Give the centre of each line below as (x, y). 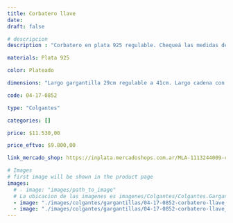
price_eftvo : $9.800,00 (42, 145)
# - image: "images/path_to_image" (65, 190)
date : (15, 20)
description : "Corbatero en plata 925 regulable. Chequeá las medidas (113, 46)
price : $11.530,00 (34, 133)
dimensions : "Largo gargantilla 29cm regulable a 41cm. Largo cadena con (116, 83)
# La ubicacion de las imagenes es (65, 196)
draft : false (26, 26)
